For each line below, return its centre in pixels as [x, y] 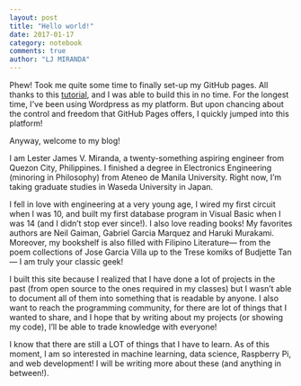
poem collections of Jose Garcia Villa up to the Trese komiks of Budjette [143, 252]
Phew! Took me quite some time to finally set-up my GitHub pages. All [139, 85]
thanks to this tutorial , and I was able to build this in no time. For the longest [149, 94]
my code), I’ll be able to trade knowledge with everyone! [113, 327]
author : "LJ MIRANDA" [50, 59]
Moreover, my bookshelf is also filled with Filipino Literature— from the [140, 242]
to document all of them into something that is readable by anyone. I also [144, 298]
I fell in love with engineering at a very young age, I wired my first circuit [142, 204]
